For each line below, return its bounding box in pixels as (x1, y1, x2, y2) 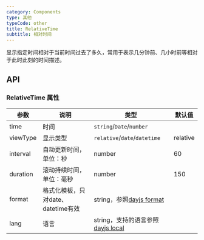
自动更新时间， (42, 145, 86, 153)
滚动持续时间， (42, 165, 86, 174)
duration (9, 170, 33, 178)
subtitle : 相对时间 (6, 32, 52, 38)
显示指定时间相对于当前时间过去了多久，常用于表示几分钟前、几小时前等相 (6, 49, 192, 56)
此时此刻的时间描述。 (11, 56, 65, 64)
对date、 (42, 195, 68, 204)
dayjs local (93, 224, 124, 232)
